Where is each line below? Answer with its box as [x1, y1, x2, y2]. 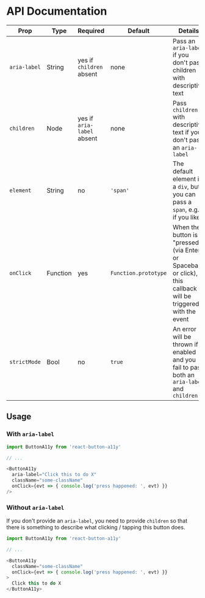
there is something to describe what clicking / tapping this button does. [6, 524, 185, 531]
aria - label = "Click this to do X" [12, 472, 97, 478]
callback [173, 284, 197, 292]
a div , [173, 182, 189, 191]
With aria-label [6, 430, 55, 439]
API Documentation [6, 4, 107, 18]
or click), [173, 268, 198, 277]
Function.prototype [110, 270, 167, 276]
